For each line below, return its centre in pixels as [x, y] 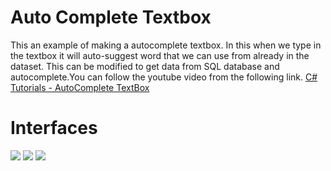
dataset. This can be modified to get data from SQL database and [145, 66]
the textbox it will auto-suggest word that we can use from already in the [160, 55]
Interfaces [54, 128]
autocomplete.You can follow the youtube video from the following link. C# [164, 77]
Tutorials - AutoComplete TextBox [80, 87]
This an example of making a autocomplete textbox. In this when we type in [166, 45]
